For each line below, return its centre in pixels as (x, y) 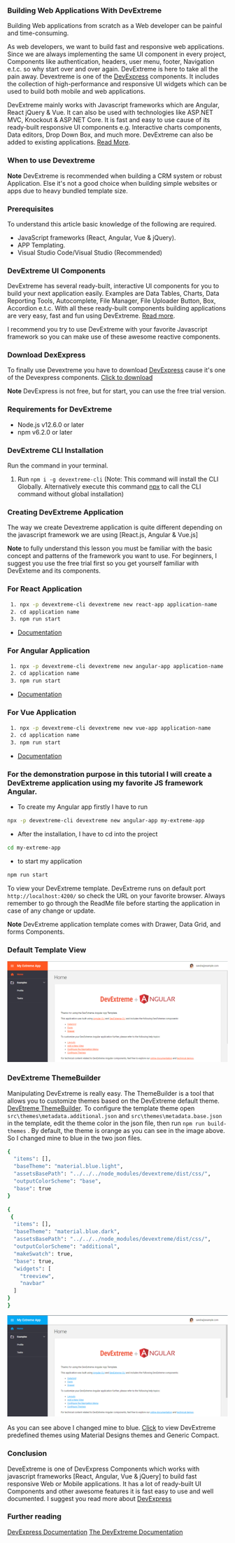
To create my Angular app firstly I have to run (83, 807)
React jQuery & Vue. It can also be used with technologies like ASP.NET (110, 113)
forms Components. (36, 932)
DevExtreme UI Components (57, 271)
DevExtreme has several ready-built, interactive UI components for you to (113, 286)
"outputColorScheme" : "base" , (57, 1181)
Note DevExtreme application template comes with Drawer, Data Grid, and (114, 925)
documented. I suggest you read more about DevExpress (90, 1498)
